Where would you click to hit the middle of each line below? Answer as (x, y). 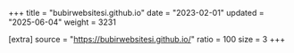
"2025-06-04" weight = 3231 (63, 22)
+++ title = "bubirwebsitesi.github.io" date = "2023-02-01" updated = (136, 13)
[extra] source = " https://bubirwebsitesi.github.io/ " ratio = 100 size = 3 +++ (147, 39)
